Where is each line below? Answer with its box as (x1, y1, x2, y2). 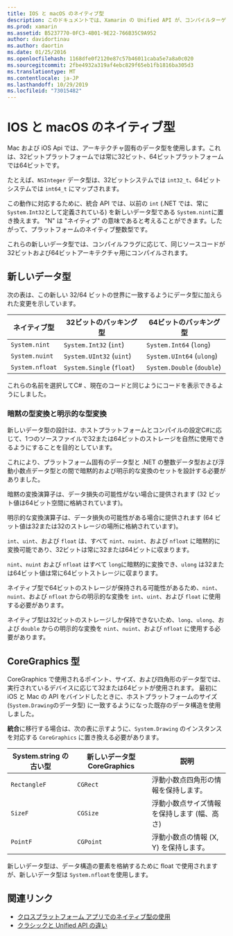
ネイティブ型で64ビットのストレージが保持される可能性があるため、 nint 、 (7, 584, 221, 592)
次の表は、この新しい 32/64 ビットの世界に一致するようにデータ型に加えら (7, 291, 223, 299)
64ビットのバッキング (148, 317, 221, 327)
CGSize (77, 809, 99, 817)
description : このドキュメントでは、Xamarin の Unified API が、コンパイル (7, 17, 212, 24)
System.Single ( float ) (63, 362, 135, 372)
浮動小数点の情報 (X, (151, 832, 219, 842)
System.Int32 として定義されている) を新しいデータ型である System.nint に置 (7, 208, 224, 216)
